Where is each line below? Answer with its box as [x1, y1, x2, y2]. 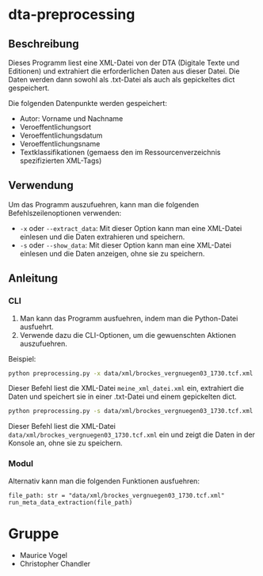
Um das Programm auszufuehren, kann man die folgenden [8, 199, 200, 209]
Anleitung [8, 271, 58, 286]
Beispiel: [8, 354, 36, 363]
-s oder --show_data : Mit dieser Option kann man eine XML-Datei [19, 240, 232, 250]
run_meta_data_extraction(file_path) [8, 498, 133, 506]
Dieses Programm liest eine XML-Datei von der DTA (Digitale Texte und [8, 58, 240, 67]
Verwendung [8, 179, 74, 192]
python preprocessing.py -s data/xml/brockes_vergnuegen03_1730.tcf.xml [8, 407, 253, 415]
